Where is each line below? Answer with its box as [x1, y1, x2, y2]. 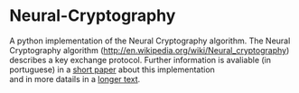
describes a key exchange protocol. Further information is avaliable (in [9, 54, 272, 65]
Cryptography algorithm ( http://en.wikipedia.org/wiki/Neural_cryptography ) [9, 44, 290, 55]
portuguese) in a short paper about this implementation [9, 64, 215, 75]
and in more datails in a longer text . [9, 73, 141, 84]
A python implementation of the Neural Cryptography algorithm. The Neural [9, 35, 291, 46]
